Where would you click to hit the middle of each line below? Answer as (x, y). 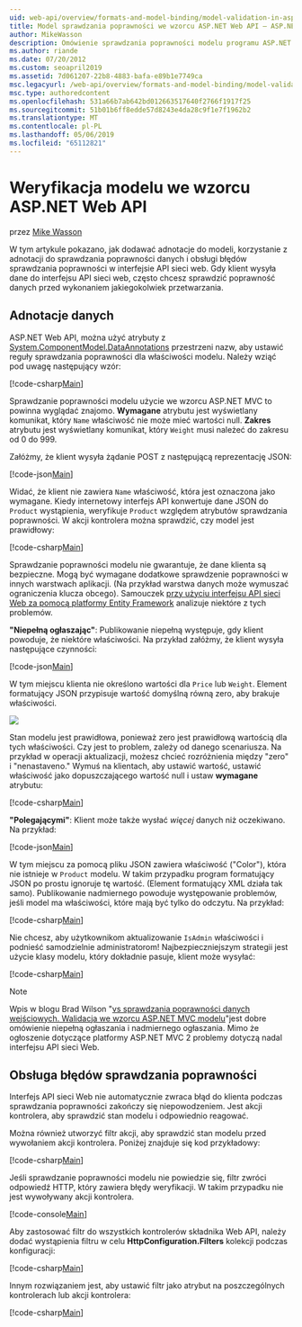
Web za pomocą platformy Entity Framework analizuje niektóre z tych (138, 603)
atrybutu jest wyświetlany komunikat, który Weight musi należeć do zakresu (149, 429)
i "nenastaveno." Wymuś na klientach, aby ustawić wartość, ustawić (136, 766)
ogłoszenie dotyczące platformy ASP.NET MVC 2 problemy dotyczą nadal (146, 1037)
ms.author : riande (44, 51)
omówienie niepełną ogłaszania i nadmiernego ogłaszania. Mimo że (134, 1027)
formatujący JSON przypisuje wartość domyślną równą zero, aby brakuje (145, 693)
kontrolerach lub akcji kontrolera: (70, 1296)
